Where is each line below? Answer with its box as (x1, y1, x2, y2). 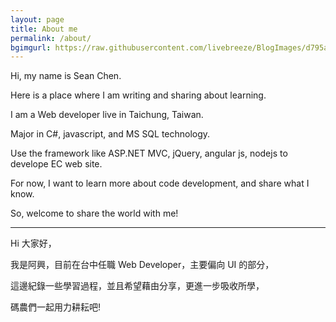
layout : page (10, 14, 65, 25)
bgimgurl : (10, 42, 52, 53)
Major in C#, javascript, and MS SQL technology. (10, 128, 211, 140)
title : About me (10, 24, 78, 34)
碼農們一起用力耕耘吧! (10, 301, 102, 313)
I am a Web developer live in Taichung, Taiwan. (10, 109, 204, 121)
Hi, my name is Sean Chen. (10, 70, 122, 82)
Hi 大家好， (10, 237, 57, 250)
